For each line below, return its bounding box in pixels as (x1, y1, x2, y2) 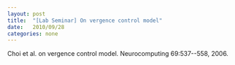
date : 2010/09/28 (7, 23, 65, 30)
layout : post (7, 10, 46, 18)
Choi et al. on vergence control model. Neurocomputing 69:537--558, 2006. (7, 49, 229, 58)
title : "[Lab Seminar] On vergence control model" (7, 17, 162, 24)
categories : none (7, 30, 59, 37)
